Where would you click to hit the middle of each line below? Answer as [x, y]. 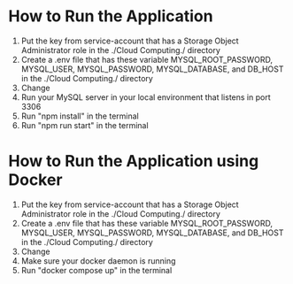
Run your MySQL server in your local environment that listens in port [146, 97]
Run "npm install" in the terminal [80, 116]
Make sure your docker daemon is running [98, 261]
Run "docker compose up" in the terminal [96, 270]
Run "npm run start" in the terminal [85, 125]
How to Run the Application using [134, 161]
